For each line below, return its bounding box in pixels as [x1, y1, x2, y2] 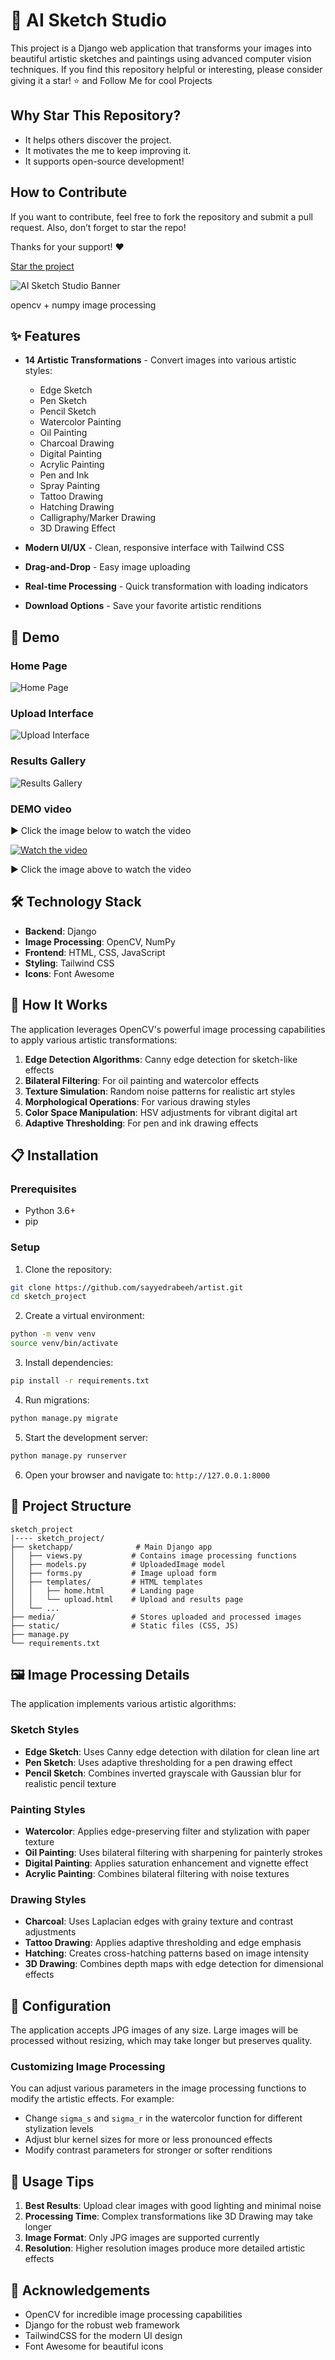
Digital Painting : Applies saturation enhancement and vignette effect [24, 1857, 309, 1869]
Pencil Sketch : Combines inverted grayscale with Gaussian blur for [24, 1767, 302, 1779]
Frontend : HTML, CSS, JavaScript [24, 946, 166, 958]
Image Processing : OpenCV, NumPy [24, 935, 176, 948]
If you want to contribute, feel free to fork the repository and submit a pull [10, 210, 313, 223]
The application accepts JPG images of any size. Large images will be [10, 2024, 299, 2036]
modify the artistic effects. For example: [10, 2093, 175, 2105]
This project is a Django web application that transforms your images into [10, 42, 312, 54]
